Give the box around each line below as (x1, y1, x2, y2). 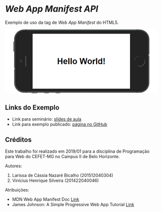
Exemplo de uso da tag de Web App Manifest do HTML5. (5, 19, 119, 25)
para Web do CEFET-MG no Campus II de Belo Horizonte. (5, 153, 120, 159)
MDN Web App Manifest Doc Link (12, 196, 80, 202)
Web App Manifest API (5, 3, 98, 15)
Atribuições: (5, 187, 29, 193)
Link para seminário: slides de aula (12, 116, 81, 122)
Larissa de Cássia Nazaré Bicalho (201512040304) (12, 172, 113, 178)
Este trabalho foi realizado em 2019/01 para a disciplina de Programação (5, 148, 150, 154)
